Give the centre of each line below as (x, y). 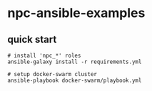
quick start (32, 39)
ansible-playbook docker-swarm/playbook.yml (75, 80)
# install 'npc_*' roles (44, 55)
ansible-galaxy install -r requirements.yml (75, 62)
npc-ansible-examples (76, 13)
